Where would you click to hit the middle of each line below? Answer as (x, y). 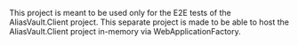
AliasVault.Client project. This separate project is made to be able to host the (149, 22)
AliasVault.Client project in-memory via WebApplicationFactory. (125, 31)
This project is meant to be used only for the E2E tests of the (120, 13)
